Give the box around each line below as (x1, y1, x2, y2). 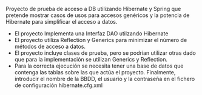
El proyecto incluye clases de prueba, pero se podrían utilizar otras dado (14, 49, 197, 57)
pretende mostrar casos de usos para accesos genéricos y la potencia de (5, 12, 190, 19)
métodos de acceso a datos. (14, 43, 86, 50)
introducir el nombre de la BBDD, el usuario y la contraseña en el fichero (14, 76, 195, 82)
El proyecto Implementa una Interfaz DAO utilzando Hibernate (14, 30, 169, 37)
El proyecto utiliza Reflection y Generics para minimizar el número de (14, 37, 187, 43)
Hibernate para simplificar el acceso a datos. (5, 18, 118, 25)
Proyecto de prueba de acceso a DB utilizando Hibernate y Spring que (5, 5, 181, 12)
